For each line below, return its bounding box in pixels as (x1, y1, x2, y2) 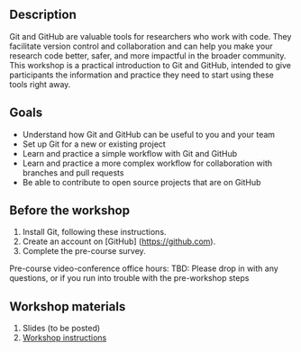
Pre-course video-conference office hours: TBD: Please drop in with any (9, 263, 279, 274)
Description (9, 7, 77, 23)
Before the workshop (9, 203, 131, 219)
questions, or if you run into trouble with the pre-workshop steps (9, 273, 250, 284)
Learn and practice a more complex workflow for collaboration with (22, 158, 273, 168)
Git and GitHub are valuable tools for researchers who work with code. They (9, 31, 292, 41)
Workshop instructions (22, 332, 107, 343)
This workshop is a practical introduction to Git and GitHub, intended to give (9, 59, 291, 70)
